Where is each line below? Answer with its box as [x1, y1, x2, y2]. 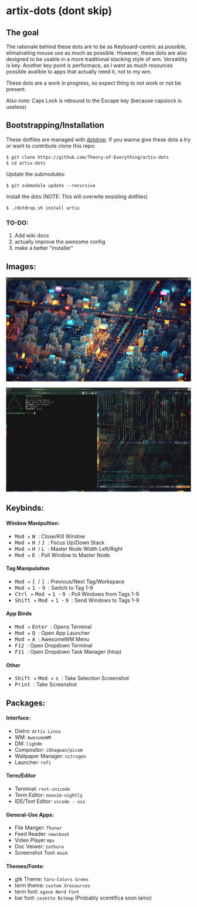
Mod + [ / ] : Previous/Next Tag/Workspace [14, 578, 125, 585]
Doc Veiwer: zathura [14, 843, 64, 850]
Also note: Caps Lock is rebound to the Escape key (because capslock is [6, 97, 182, 104]
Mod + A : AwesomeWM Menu [14, 635, 90, 642]
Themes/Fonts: [6, 862, 45, 869]
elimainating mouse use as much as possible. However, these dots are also [6, 49, 187, 56]
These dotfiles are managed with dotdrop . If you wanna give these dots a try [6, 136, 191, 143]
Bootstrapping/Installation [6, 121, 104, 130]
